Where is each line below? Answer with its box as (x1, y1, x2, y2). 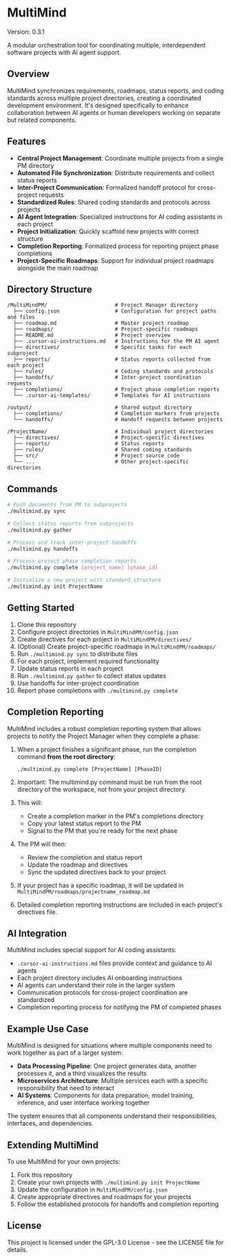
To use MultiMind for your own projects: (7, 1158, 120, 1165)
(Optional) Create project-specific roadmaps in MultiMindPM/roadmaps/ (16, 642, 217, 650)
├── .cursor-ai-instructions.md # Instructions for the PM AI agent (13, 338, 220, 345)
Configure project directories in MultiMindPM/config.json (16, 628, 179, 636)
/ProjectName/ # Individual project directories (7, 428, 214, 435)
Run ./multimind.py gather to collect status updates (16, 671, 166, 679)
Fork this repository (16, 1171, 73, 1178)
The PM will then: (16, 840, 67, 848)
